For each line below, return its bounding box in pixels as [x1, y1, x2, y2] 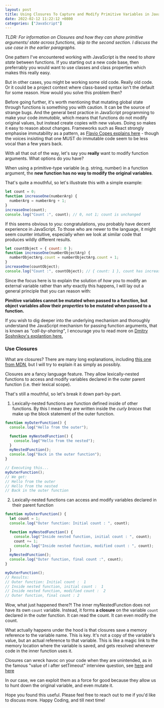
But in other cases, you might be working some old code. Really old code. [5, 79, 153, 85]
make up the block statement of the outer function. [12, 411, 115, 417]
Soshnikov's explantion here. [5, 333, 63, 339]
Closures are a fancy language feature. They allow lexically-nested [5, 371, 139, 377]
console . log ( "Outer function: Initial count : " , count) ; [9, 521, 130, 526]
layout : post [5, 7, 32, 12]
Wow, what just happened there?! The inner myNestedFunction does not [5, 602, 150, 608]
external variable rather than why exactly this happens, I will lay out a [5, 283, 144, 289]
